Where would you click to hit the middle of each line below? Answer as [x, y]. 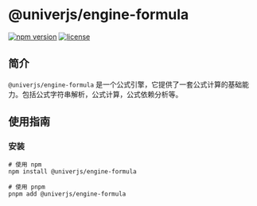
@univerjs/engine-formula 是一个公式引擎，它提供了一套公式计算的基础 [125, 84]
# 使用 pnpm [27, 187]
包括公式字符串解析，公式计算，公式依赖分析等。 [102, 94]
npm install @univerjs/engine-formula [72, 172]
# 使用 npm [25, 165]
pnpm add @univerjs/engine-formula [67, 194]
